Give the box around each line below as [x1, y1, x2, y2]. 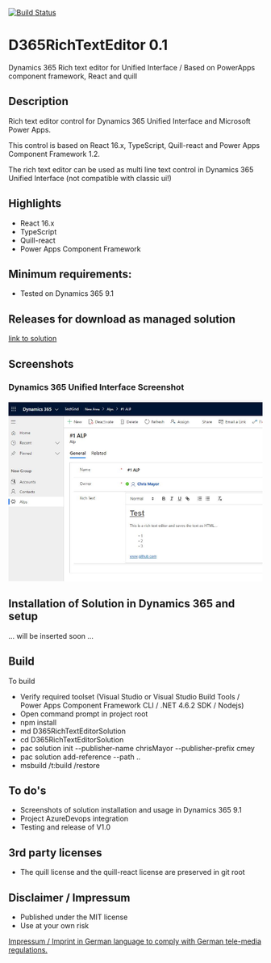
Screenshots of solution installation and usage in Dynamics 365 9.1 [19, 805, 242, 815]
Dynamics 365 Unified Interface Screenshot [8, 381, 185, 392]
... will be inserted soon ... [8, 631, 94, 640]
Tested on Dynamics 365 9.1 [19, 289, 115, 298]
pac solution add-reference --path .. [19, 752, 141, 762]
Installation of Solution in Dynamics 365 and [8, 597, 236, 610]
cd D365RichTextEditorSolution [19, 734, 124, 744]
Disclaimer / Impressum [8, 890, 131, 905]
